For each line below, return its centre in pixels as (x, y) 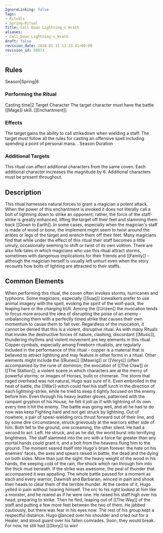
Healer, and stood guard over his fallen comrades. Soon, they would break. (80, 520)
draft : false (18, 41)
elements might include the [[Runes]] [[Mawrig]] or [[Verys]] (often (72, 360)
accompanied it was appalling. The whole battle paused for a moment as (78, 474)
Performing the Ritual (31, 94)
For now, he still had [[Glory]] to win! (42, 525)
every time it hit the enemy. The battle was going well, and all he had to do (80, 407)
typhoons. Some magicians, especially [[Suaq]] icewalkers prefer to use (77, 298)
